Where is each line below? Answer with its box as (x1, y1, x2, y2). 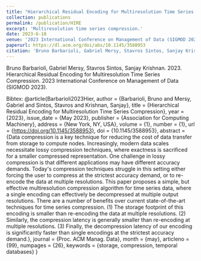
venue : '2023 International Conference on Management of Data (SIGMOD (6, 37, 186, 43)
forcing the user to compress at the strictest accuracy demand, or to (6, 172, 175, 179)
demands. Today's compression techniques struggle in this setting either (6, 165, 186, 172)
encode (6, 178, 25, 185)
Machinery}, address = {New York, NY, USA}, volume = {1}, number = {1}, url (6, 121, 195, 128)
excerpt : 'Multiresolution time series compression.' (6, 25, 144, 32)
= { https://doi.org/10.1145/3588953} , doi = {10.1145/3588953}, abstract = (6, 127, 185, 134)
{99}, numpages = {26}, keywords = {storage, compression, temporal (6, 241, 178, 249)
